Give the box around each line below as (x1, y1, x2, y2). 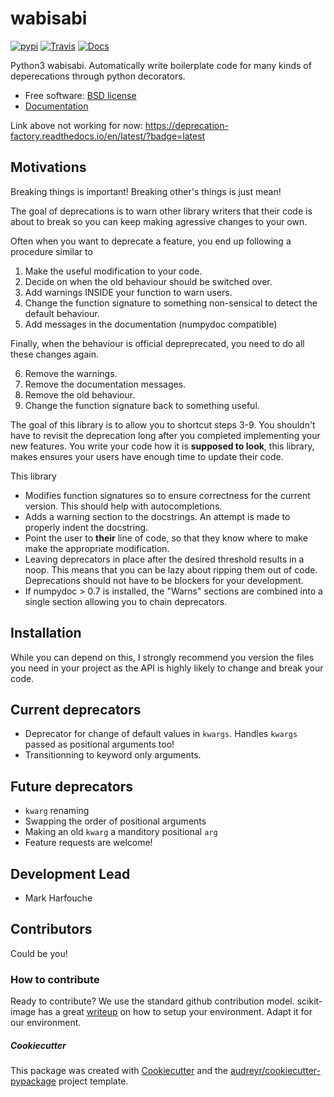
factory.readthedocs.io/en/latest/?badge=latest (10, 130, 206, 142)
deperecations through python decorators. (10, 70, 186, 82)
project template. (58, 1075, 129, 1087)
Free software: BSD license (24, 89, 137, 101)
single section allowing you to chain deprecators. (24, 595, 228, 607)
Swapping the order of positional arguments (24, 815, 207, 827)
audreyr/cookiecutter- (229, 1065, 321, 1077)
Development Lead (10, 865, 131, 882)
